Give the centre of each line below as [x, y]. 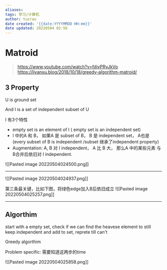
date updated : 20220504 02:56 [37, 28]
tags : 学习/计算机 [22, 14]
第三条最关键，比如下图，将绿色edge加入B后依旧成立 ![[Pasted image [77, 189]
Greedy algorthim [23, 242]
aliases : [14, 10]
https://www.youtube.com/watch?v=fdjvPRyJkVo [68, 67]
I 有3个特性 [17, 120]
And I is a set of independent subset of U [47, 109]
